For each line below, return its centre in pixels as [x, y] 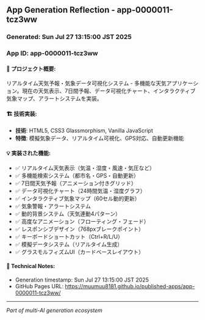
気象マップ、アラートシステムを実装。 [54, 99]
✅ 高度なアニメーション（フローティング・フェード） [82, 221]
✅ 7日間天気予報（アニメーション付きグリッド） [76, 183]
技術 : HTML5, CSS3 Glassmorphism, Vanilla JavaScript [84, 130]
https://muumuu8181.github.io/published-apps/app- [130, 286]
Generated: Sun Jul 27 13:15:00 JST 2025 [69, 37]
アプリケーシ [182, 83]
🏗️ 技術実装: [22, 114]
